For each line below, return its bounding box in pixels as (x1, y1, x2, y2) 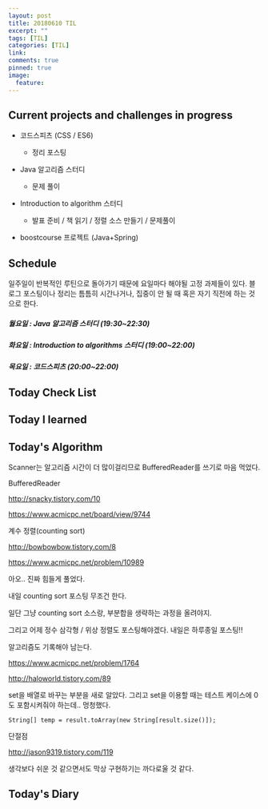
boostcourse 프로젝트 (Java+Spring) (19, 233, 138, 243)
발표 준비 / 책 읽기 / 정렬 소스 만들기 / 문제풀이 (31, 215, 176, 225)
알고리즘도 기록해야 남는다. (8, 642, 92, 652)
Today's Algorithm (8, 440, 103, 453)
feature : (15, 78, 45, 87)
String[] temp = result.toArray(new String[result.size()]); (8, 716, 217, 725)
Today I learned (8, 413, 87, 427)
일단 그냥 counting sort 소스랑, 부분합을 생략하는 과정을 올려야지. (8, 608, 212, 618)
